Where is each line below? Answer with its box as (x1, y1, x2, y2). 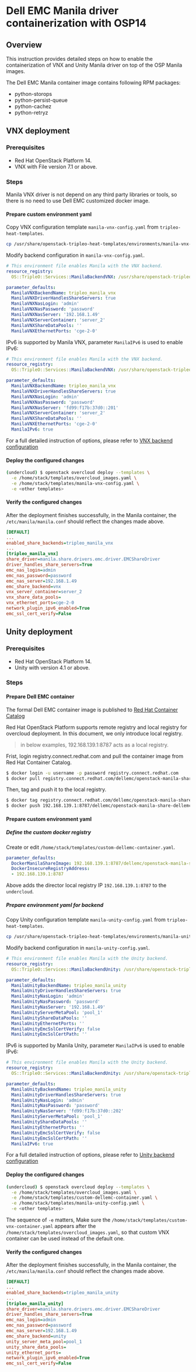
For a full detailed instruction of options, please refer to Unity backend (6, 1151, 175, 1158)
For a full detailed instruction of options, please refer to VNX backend (6, 437, 173, 444)
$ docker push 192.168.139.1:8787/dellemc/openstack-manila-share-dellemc (6, 803, 192, 809)
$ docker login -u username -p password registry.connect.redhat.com (6, 770, 179, 776)
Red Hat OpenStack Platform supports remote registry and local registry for (6, 724, 188, 731)
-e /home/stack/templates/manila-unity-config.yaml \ (11, 1201, 145, 1206)
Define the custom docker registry (6, 829, 92, 836)
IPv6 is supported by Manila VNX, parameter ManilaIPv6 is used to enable (6, 338, 183, 346)
